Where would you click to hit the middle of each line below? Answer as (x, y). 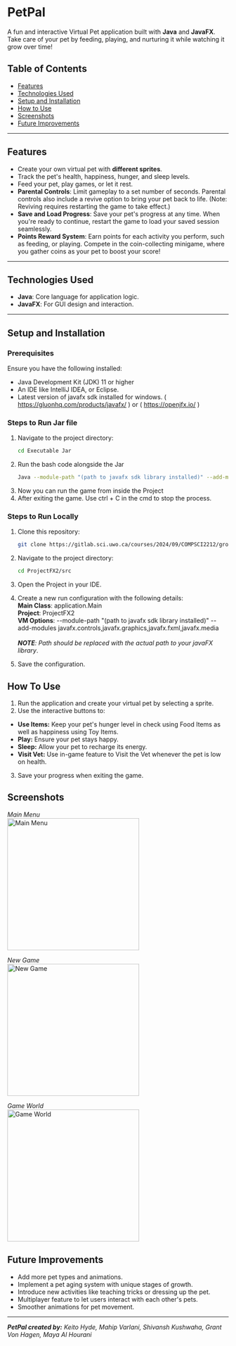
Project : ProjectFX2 (46, 613)
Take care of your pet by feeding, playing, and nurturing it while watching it (116, 39)
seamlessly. (34, 229)
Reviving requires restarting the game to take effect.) (94, 206)
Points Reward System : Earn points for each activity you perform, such (121, 236)
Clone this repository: (48, 532)
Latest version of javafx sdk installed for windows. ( (92, 397)
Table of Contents (47, 69)
